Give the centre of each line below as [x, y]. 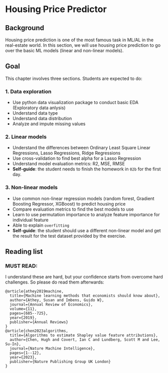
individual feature [30, 220]
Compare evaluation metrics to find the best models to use [73, 209]
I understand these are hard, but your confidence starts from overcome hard [84, 277]
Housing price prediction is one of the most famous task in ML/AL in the [79, 40]
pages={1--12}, [26, 353]
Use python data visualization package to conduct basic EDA [75, 103]
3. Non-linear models [31, 188]
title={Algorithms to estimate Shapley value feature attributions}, [84, 335]
